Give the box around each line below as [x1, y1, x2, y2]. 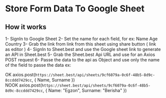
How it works [5, 23, 47, 31]
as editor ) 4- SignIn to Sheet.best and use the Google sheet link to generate [5, 47, 161, 52]
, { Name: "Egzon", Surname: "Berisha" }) [43, 88, 127, 93]
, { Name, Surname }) [31, 77, 75, 83]
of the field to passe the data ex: [5, 62, 71, 68]
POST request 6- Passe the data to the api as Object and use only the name [5, 57, 160, 62]
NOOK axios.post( [5, 82, 42, 88]
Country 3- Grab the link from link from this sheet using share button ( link [5, 41, 156, 47]
